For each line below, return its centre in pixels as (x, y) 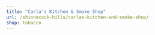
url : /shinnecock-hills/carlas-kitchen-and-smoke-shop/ (77, 17)
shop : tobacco (24, 23)
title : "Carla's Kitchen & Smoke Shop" (56, 12)
